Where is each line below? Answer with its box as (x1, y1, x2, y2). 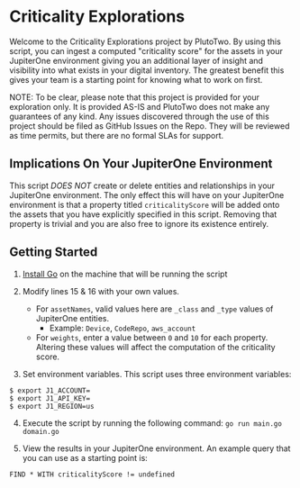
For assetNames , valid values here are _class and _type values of (35, 303, 274, 314)
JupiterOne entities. (35, 312, 110, 323)
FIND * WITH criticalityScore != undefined (9, 470, 176, 479)
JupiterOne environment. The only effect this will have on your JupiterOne (9, 189, 285, 200)
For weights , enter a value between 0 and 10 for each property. (35, 331, 268, 343)
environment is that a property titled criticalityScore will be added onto (9, 199, 280, 210)
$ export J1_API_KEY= (9, 393, 91, 402)
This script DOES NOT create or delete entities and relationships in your (9, 180, 276, 191)
